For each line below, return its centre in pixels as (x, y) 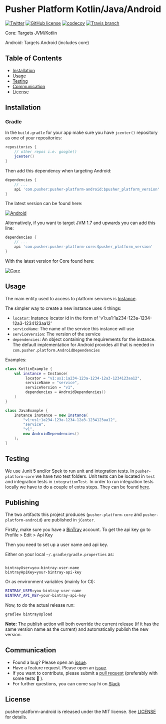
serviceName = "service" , (52, 383)
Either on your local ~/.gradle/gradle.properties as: (59, 555)
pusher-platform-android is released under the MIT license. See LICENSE (80, 711)
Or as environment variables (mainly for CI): (50, 582)
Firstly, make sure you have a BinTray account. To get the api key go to (78, 529)
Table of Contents (34, 58)
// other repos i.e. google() (46, 152)
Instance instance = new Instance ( (51, 415)
